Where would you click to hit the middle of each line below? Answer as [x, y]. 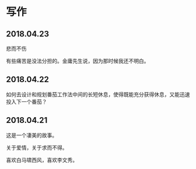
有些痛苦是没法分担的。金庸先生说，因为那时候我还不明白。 [78, 61]
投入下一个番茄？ [27, 101]
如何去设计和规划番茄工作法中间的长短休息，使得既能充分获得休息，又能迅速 [98, 94]
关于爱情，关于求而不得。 [37, 147]
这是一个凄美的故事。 [32, 135]
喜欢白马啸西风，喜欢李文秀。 [42, 160]
